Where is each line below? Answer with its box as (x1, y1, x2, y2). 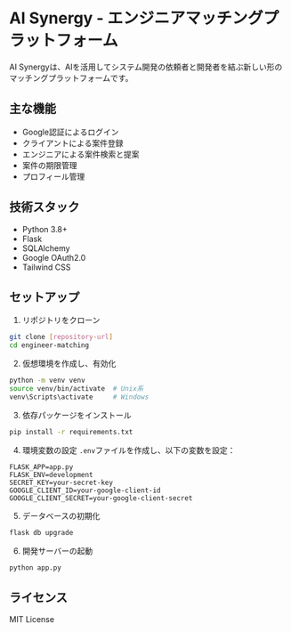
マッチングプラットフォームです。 (9, 72, 133, 83)
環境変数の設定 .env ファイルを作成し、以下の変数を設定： (21, 444, 236, 455)
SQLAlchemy (21, 242, 70, 254)
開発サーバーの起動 (21, 545, 93, 556)
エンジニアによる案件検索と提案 (21, 149, 140, 159)
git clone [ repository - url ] (9, 333, 114, 342)
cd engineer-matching (9, 341, 90, 350)
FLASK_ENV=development (9, 470, 93, 479)
